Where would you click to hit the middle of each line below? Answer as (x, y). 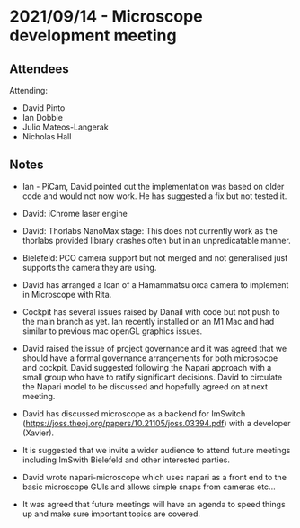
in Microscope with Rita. (67, 294)
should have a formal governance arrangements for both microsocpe (150, 358)
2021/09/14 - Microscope (106, 17)
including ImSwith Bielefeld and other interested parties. (126, 460)
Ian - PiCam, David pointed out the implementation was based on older (153, 186)
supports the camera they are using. (89, 267)
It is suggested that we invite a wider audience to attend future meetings (156, 450)
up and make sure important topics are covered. (111, 514)
